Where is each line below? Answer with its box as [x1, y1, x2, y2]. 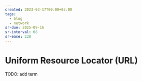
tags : [5, 12, 16, 16]
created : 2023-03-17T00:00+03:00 [5, 7, 72, 12]
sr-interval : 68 [5, 30, 38, 34]
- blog [9, 16, 23, 21]
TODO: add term [5, 71, 38, 77]
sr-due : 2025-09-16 [5, 25, 44, 30]
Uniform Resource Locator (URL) [5, 55, 138, 66]
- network [9, 20, 29, 26]
